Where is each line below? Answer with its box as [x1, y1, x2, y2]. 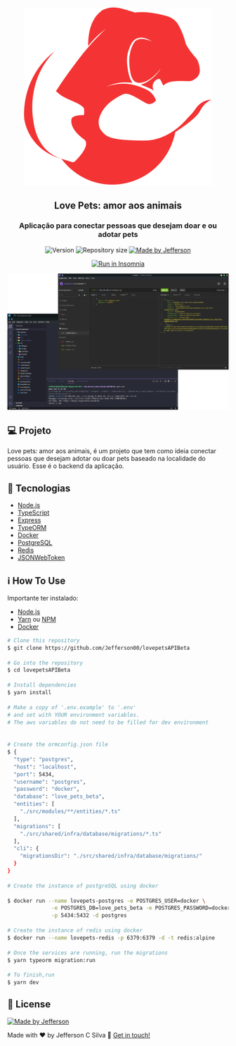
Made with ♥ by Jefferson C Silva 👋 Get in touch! [7, 1030, 151, 1039]
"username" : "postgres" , [13, 778, 86, 785]
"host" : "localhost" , [13, 763, 77, 770]
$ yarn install [7, 689, 52, 696]
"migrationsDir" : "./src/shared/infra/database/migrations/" [20, 853, 202, 860]
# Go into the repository [7, 659, 83, 666]
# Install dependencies [7, 682, 77, 689]
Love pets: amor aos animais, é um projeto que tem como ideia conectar [7, 447, 216, 455]
